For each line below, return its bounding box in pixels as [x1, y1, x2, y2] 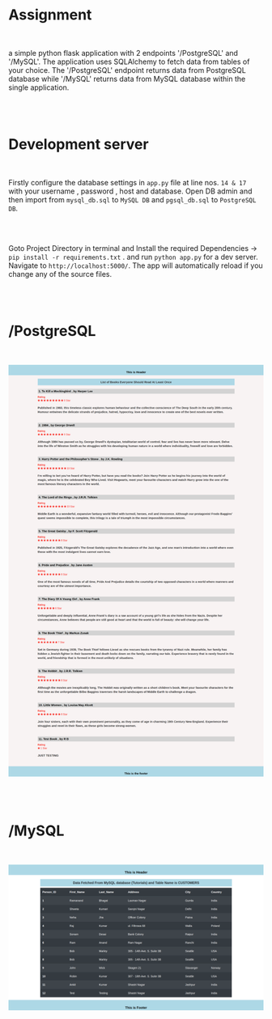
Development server [8, 135, 149, 154]
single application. [8, 83, 70, 92]
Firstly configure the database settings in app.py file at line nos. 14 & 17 [8, 177, 247, 187]
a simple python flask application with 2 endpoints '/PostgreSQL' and [8, 48, 239, 57]
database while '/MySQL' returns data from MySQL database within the [8, 74, 246, 83]
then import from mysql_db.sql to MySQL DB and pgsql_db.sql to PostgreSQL [8, 194, 257, 204]
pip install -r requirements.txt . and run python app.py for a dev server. [8, 252, 258, 261]
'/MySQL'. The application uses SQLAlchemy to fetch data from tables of [8, 57, 250, 66]
